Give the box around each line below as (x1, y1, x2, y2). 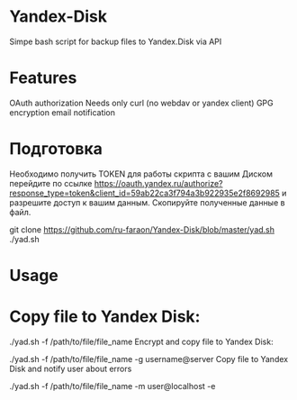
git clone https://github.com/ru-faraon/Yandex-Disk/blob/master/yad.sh (9, 223, 275, 235)
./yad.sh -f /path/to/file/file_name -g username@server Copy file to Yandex (9, 353, 289, 364)
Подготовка (9, 139, 103, 159)
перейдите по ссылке (9, 177, 93, 188)
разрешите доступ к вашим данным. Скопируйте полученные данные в (9, 196, 285, 208)
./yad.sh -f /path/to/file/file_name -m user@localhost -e (9, 380, 216, 391)
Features (9, 68, 77, 88)
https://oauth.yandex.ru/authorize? (94, 177, 223, 188)
